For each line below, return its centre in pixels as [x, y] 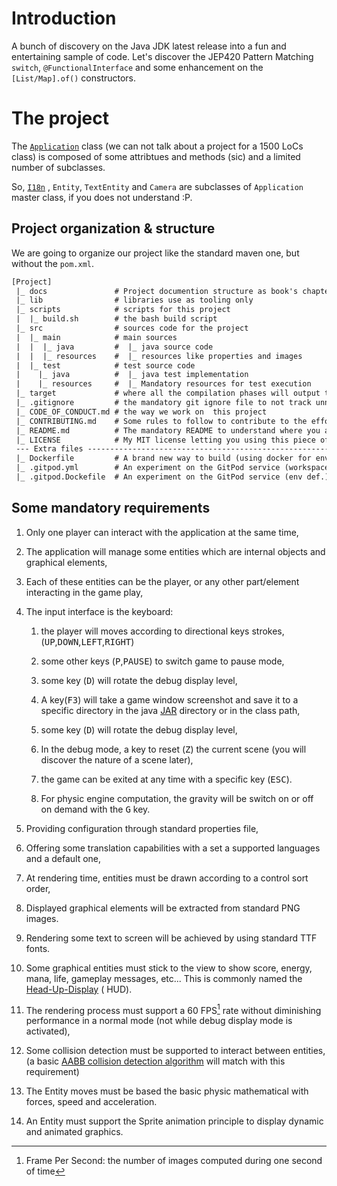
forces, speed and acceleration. [91, 1102]
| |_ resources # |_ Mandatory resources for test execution [163, 384]
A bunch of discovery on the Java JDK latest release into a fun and [149, 46]
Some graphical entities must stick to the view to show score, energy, [169, 968]
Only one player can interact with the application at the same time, [162, 532]
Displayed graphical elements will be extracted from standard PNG [163, 908]
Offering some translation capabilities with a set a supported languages [173, 848]
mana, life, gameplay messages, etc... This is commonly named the [164, 978]
